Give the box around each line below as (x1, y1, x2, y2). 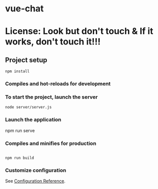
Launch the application (5, 116, 62, 123)
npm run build (5, 155, 35, 160)
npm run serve (5, 127, 35, 134)
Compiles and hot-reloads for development (5, 80, 111, 87)
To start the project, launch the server (5, 94, 98, 100)
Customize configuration (5, 167, 67, 174)
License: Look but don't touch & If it (5, 26, 154, 37)
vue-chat (5, 3, 44, 14)
